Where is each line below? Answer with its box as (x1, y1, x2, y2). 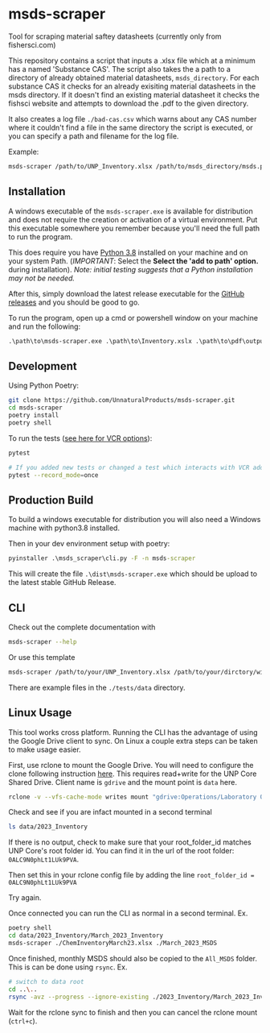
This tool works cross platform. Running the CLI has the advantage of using (8, 727, 259, 737)
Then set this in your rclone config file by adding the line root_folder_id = (8, 870, 255, 880)
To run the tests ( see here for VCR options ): (8, 433, 153, 443)
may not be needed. (8, 273, 75, 283)
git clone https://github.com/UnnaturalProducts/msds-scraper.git (8, 396, 235, 404)
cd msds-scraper (8, 404, 63, 412)
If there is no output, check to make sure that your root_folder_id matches (8, 837, 252, 847)
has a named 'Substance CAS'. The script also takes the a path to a (8, 64, 231, 73)
